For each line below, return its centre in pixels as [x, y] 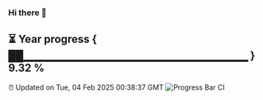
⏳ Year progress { [53, 39]
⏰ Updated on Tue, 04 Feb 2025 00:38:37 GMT [86, 87]
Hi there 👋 [28, 13]
